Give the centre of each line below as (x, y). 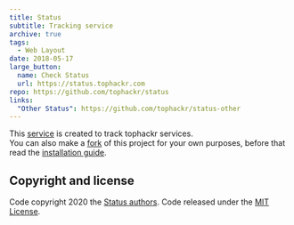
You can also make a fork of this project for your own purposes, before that (147, 143)
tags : (19, 42)
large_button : (36, 68)
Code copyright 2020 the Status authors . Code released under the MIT (139, 202)
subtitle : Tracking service (61, 26)
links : (21, 100)
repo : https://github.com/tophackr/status (89, 92)
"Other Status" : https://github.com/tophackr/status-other (129, 108)
